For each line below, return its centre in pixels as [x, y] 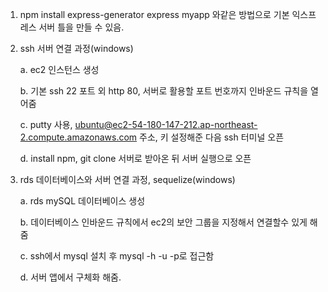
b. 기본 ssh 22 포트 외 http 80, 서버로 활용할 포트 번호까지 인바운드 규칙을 [164, 91]
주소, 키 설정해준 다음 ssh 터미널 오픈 [212, 137]
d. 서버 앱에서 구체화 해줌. [70, 277]
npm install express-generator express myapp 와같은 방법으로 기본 [154, 14]
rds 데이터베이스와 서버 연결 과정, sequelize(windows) [127, 179]
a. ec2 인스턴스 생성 [59, 69]
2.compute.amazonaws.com [78, 137]
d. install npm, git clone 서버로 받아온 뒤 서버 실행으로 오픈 [135, 158]
